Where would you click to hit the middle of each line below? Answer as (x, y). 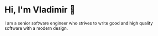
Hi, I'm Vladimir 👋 (40, 10)
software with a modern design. (36, 28)
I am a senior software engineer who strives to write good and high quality (79, 23)
